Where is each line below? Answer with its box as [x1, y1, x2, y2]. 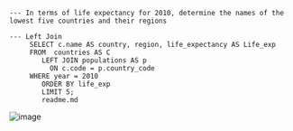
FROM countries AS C [29, 48, 111, 57]
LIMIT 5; [41, 88, 75, 97]
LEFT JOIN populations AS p [41, 56, 147, 65]
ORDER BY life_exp [41, 80, 111, 89]
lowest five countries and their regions [9, 16, 168, 25]
